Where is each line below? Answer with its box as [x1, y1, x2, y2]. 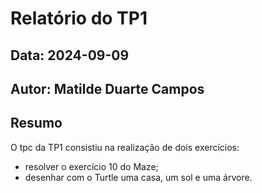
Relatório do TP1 [10, 7, 148, 30]
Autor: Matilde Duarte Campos [10, 80, 205, 97]
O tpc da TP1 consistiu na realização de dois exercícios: [10, 141, 240, 153]
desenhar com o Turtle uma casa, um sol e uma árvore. [24, 171, 253, 183]
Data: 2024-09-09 [10, 47, 130, 64]
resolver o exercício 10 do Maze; [24, 160, 159, 172]
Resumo [10, 115, 63, 132]
